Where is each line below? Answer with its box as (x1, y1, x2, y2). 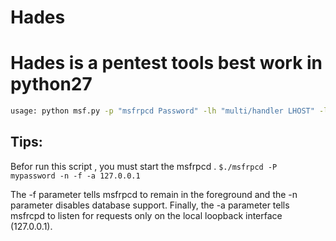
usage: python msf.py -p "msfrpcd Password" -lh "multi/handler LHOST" (10, 106, 315, 116)
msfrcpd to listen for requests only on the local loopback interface (10, 209, 283, 221)
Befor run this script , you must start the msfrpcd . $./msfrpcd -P (10, 160, 278, 172)
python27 (10, 73, 93, 96)
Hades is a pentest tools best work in (10, 52, 323, 75)
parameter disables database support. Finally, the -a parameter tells (10, 199, 290, 211)
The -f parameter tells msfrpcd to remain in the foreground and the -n (10, 188, 298, 200)
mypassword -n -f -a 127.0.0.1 (10, 171, 141, 181)
